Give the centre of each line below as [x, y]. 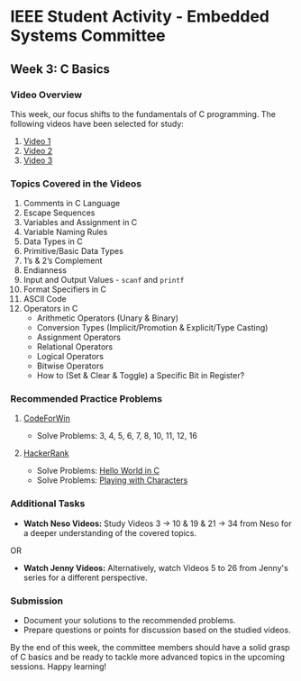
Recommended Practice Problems [87, 399]
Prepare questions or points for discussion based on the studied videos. [157, 630]
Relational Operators [75, 347]
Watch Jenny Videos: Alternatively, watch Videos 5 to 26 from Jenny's [156, 567]
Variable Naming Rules [65, 232]
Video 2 [38, 150]
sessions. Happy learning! [59, 667]
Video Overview [46, 95]
